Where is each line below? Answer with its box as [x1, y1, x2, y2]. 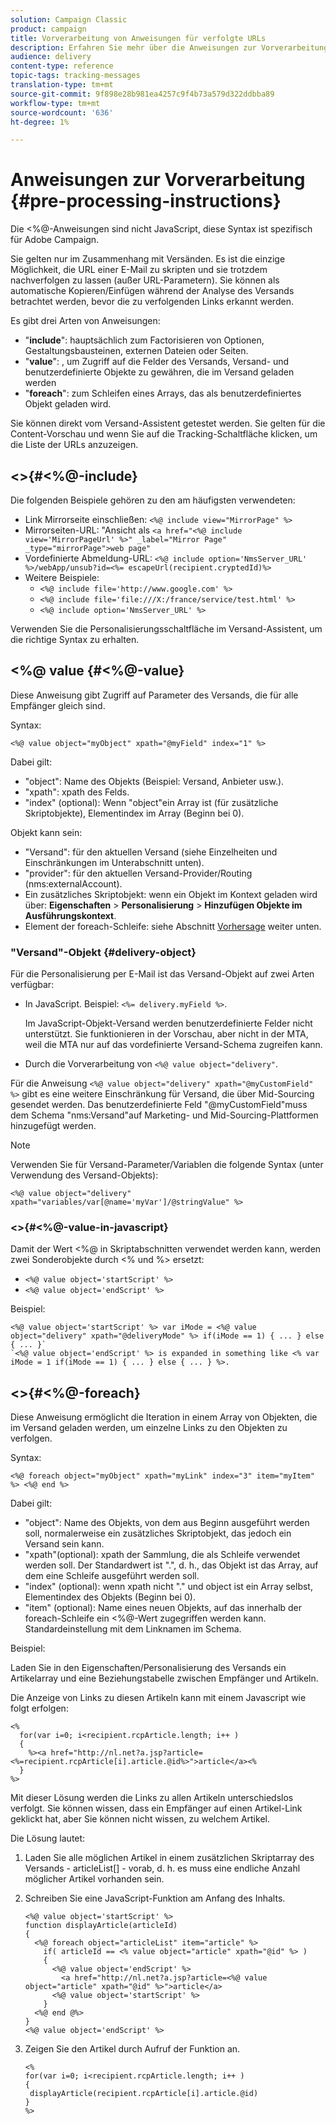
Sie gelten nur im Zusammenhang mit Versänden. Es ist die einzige [10, 253, 286, 265]
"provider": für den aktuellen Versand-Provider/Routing [24, 867, 253, 879]
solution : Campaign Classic [10, 14, 128, 25]
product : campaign [10, 24, 87, 34]
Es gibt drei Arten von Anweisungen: [10, 315, 161, 327]
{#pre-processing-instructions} [10, 190, 282, 213]
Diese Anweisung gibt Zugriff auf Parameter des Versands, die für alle [10, 689, 299, 701]
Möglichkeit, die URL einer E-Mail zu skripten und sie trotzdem [10, 264, 268, 276]
